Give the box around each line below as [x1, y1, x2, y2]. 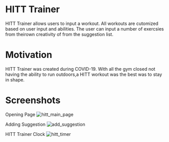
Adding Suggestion [5, 121, 46, 127]
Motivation [5, 49, 53, 61]
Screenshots [5, 95, 61, 106]
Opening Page [5, 111, 36, 118]
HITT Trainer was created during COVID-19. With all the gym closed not [5, 66, 156, 72]
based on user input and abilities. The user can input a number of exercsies [5, 25, 164, 32]
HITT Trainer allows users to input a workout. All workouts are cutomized [5, 20, 159, 26]
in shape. [5, 76, 25, 82]
